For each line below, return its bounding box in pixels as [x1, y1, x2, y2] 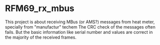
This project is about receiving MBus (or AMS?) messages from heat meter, [5, 19, 155, 25]
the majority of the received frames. [5, 34, 76, 40]
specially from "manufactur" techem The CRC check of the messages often [5, 24, 156, 30]
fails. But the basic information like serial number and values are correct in [5, 29, 153, 35]
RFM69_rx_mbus [5, 3, 74, 14]
